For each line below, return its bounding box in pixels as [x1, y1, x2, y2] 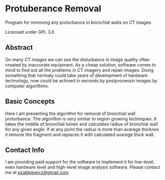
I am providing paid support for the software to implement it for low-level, [5, 159, 155, 165]
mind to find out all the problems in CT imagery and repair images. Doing [5, 67, 154, 73]
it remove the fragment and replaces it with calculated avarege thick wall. [5, 131, 155, 137]
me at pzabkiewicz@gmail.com [5, 170, 69, 176]
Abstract [5, 43, 33, 52]
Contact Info [5, 146, 45, 154]
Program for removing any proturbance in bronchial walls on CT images [5, 19, 151, 25]
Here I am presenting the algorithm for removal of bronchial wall [5, 110, 136, 117]
